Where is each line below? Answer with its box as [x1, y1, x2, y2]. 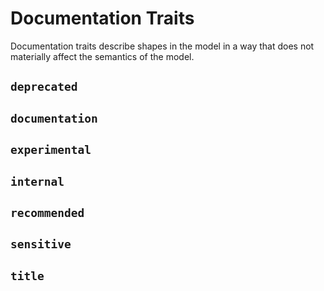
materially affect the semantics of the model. [10, 50, 195, 62]
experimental [10, 143, 92, 157]
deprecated [10, 80, 78, 94]
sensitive [10, 237, 72, 252]
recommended [10, 205, 85, 220]
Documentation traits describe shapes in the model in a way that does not [10, 40, 315, 52]
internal [10, 174, 65, 189]
